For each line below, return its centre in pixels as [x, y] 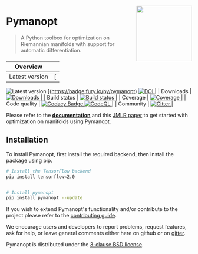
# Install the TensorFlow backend [49, 171]
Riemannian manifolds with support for [67, 44]
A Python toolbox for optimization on [65, 38]
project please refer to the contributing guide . [61, 216]
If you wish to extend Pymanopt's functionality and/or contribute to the [92, 209]
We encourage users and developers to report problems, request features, [96, 227]
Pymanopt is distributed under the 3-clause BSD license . [75, 245]
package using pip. [29, 160]
